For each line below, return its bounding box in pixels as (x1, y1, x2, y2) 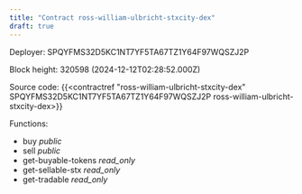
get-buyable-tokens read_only (22, 154, 136, 165)
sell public (22, 145, 61, 156)
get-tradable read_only (22, 173, 108, 185)
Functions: (9, 118, 49, 129)
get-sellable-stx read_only (22, 164, 121, 175)
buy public (22, 135, 62, 146)
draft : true (9, 22, 54, 31)
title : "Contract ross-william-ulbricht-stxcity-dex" (9, 13, 216, 23)
